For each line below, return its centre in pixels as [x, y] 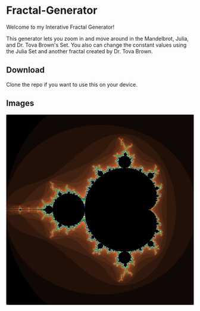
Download [25, 70]
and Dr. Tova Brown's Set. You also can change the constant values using [96, 45]
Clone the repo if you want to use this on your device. [72, 84]
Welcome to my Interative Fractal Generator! [60, 27]
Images [20, 103]
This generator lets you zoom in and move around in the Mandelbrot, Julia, [98, 38]
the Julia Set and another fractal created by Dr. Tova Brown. [79, 51]
